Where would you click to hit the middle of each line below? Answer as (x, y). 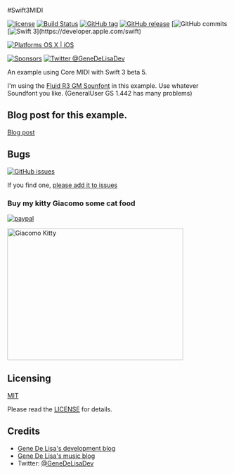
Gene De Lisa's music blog (56, 456)
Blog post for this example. (67, 115)
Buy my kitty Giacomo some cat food (71, 203)
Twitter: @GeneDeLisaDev (56, 463)
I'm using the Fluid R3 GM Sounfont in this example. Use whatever (103, 86)
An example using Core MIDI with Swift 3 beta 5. (77, 72)
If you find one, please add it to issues (63, 185)
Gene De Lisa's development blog (66, 448)
